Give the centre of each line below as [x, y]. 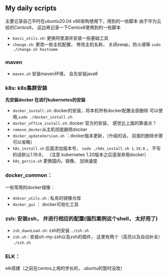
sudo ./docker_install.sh [46, 117]
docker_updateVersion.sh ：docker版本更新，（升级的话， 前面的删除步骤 [88, 136]
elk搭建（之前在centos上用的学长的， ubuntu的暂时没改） [65, 268]
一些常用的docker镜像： [30, 187]
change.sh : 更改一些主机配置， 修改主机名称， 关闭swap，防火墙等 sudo [87, 44]
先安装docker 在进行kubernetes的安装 [45, 100]
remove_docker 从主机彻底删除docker [50, 129]
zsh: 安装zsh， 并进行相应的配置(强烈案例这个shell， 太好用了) [81, 219]
